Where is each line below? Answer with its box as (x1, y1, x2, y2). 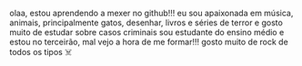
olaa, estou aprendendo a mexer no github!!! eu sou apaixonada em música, (9, 8, 294, 18)
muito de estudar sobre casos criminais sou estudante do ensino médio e (9, 27, 285, 37)
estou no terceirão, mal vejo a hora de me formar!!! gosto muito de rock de (9, 36, 288, 47)
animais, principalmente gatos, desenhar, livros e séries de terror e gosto (9, 17, 284, 28)
